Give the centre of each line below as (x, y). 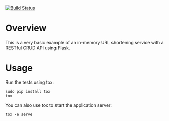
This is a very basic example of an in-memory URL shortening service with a (84, 42)
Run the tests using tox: (30, 82)
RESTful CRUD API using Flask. (38, 48)
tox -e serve (19, 114)
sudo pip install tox (28, 91)
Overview (26, 28)
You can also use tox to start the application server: (59, 105)
